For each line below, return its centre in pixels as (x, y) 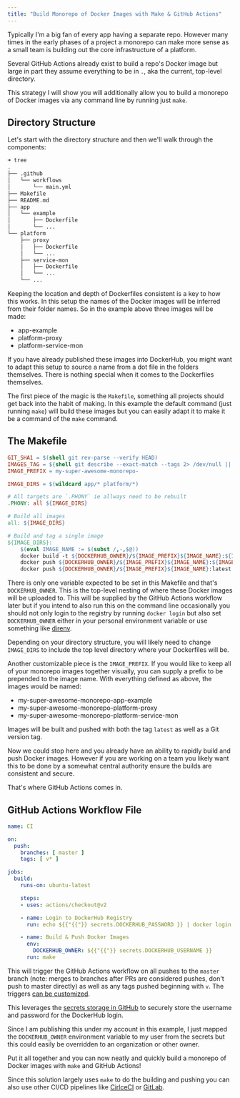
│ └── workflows (35, 180)
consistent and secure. (41, 773)
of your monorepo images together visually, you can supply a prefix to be (115, 671)
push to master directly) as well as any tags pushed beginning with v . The (116, 986)
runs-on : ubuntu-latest (56, 886)
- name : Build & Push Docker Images (75, 937)
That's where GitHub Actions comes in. (65, 788)
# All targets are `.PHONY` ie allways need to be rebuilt (97, 497)
